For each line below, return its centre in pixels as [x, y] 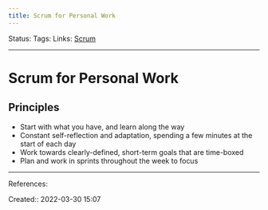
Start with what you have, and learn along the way [102, 127]
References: [28, 184]
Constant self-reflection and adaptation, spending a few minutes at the [136, 135]
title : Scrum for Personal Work [62, 16]
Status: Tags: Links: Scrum [52, 38]
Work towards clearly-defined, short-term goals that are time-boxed [132, 152]
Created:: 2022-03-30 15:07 [55, 199]
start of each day [48, 144]
